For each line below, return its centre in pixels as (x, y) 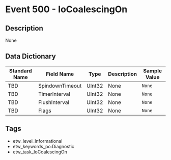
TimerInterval (54, 94)
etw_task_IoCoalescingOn (40, 152)
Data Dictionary (31, 56)
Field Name (60, 74)
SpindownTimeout (60, 86)
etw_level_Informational (37, 141)
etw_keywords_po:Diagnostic (44, 146)
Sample (152, 71)
